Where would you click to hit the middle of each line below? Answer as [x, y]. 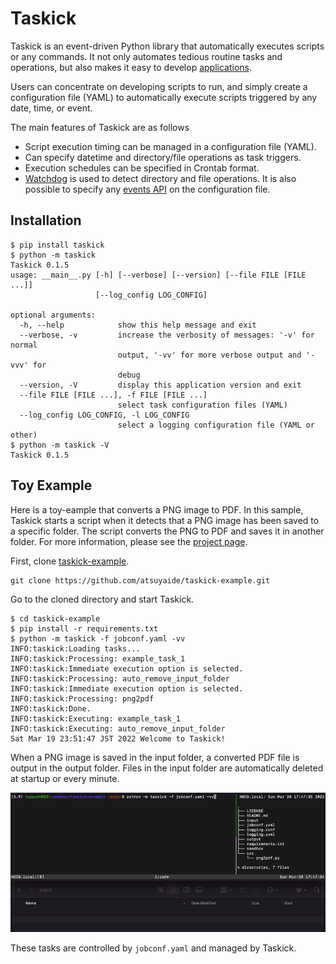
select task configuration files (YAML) [202, 405]
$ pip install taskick [57, 245]
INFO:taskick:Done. [51, 708]
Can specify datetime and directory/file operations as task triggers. [163, 157]
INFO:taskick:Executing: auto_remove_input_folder [118, 728]
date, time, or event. [51, 108]
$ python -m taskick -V [60, 445]
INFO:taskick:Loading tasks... [75, 648]
